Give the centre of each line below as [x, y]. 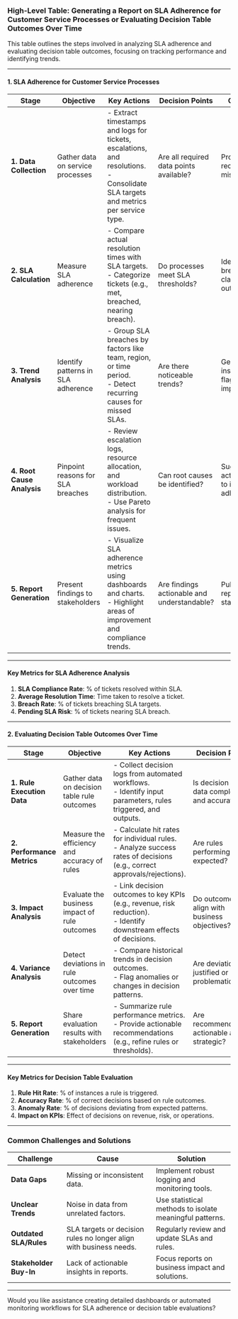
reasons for [76, 475]
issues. [119, 529]
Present [70, 584]
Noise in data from [97, 1205]
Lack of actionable [97, 1263]
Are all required [183, 157]
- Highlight [125, 602]
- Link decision [138, 885]
